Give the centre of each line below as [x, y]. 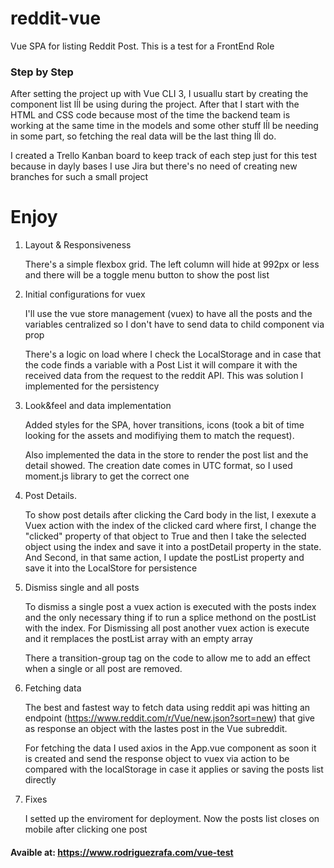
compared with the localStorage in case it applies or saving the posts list [174, 769]
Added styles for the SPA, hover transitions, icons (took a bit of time [164, 425]
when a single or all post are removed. [103, 669]
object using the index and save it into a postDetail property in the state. [173, 547]
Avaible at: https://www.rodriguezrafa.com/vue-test [122, 852]
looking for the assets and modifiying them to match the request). [159, 436]
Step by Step [42, 72]
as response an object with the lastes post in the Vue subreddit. [156, 729]
